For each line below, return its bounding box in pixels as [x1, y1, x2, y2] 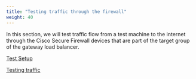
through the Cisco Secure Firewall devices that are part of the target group [6, 37, 190, 44]
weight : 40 [6, 14, 33, 20]
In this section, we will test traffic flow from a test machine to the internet [6, 30, 186, 37]
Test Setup [6, 55, 33, 62]
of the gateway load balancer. [6, 43, 79, 50]
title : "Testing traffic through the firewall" [6, 8, 127, 15]
